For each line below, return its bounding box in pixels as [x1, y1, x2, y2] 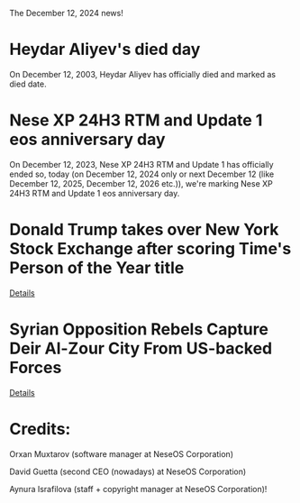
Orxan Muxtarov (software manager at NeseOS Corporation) [9, 448, 234, 459]
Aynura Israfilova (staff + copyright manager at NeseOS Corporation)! [9, 483, 268, 494]
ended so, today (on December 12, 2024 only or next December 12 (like [9, 169, 275, 179]
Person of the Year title [9, 258, 185, 279]
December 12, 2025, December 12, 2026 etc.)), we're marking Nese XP [9, 178, 273, 188]
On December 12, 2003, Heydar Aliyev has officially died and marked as [9, 69, 277, 79]
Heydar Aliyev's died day [9, 40, 201, 59]
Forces [9, 358, 62, 378]
